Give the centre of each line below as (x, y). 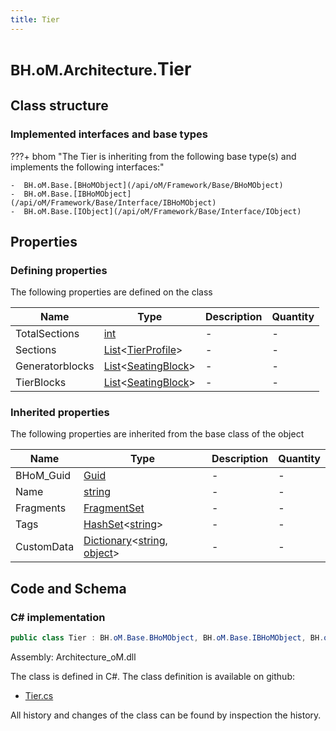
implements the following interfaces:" (87, 167)
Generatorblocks (55, 366)
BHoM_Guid (43, 476)
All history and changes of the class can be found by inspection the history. (166, 715)
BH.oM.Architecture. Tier (101, 68)
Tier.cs (39, 696)
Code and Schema (68, 588)
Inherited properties (60, 413)
